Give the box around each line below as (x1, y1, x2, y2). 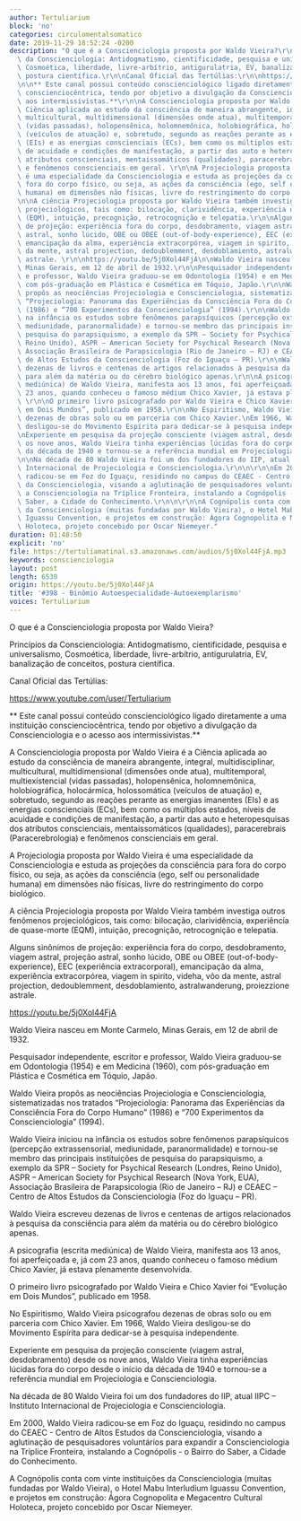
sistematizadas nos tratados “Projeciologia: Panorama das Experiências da (9, 1097, 285, 1108)
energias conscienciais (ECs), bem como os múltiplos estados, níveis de (9, 804, 276, 815)
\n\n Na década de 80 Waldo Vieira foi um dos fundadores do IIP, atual (17, 455, 291, 465)
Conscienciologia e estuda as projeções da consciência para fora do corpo (9, 859, 287, 870)
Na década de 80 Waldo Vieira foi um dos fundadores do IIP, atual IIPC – (9, 1390, 276, 1401)
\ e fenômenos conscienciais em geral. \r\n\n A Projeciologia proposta (17, 163, 291, 172)
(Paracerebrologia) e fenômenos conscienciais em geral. (9, 832, 219, 844)
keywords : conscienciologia (9, 555, 115, 564)
